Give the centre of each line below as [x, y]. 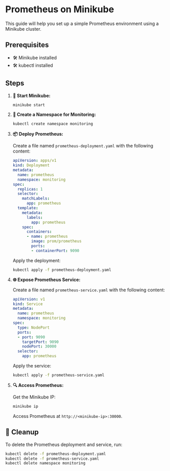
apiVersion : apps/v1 [34, 161]
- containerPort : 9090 [55, 251]
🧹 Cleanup [22, 432]
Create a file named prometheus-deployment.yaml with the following [83, 146]
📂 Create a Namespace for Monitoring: [54, 115]
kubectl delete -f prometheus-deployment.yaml [56, 454]
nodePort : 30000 [39, 346]
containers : [39, 232]
